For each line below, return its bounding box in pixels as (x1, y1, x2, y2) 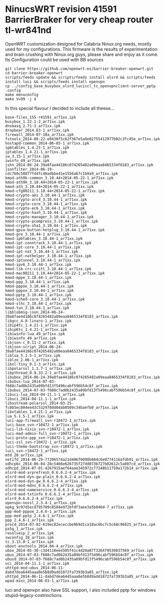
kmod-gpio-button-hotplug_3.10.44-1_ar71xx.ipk (5, 227, 105, 232)
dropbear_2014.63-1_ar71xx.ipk (5, 128, 70, 133)
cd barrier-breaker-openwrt (5, 70, 63, 75)
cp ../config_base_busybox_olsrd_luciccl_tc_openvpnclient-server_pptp (5, 83, 156, 89)
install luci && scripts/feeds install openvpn (5, 79, 105, 84)
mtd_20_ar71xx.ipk (5, 452, 43, 457)
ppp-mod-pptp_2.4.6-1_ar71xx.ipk (5, 513, 74, 518)
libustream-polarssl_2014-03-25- (5, 401, 74, 405)
